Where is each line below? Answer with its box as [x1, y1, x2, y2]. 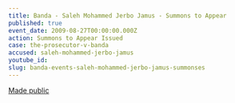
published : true [8, 19, 62, 27]
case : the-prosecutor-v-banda [8, 42, 110, 50]
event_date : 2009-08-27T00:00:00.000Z [8, 26, 137, 34]
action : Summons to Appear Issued [8, 34, 124, 42]
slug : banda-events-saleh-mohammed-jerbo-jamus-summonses [8, 64, 205, 72]
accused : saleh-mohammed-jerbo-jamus [8, 49, 134, 57]
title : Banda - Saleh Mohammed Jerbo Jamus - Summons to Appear [8, 11, 227, 20]
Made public [8, 85, 50, 95]
